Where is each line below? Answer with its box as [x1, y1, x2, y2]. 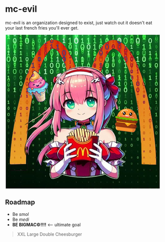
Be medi [12, 216, 30, 222]
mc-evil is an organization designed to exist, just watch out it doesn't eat [5, 20, 153, 26]
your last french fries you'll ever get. [5, 25, 79, 30]
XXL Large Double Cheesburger [17, 231, 82, 237]
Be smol [12, 211, 29, 217]
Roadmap [5, 198, 35, 207]
